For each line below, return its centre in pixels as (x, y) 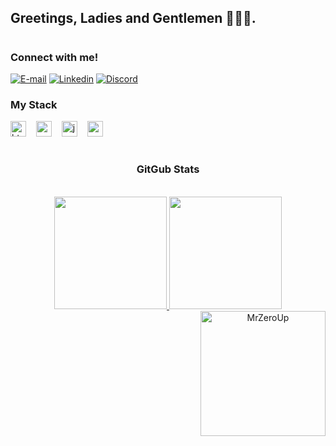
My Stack (34, 104)
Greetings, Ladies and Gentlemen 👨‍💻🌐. (133, 18)
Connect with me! (54, 57)
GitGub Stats (168, 169)
